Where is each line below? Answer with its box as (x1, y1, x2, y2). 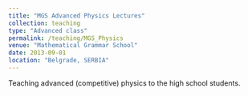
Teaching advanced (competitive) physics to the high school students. (8, 78, 241, 88)
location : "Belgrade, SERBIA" (8, 57, 110, 65)
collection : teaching (8, 19, 81, 27)
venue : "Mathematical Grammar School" (8, 42, 138, 50)
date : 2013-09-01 (8, 49, 67, 57)
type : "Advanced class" (8, 26, 88, 34)
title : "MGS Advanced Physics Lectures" (8, 11, 146, 20)
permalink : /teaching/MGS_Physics (8, 34, 124, 42)
